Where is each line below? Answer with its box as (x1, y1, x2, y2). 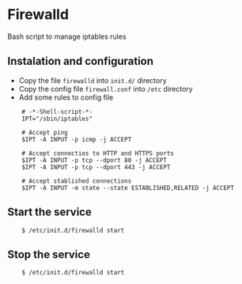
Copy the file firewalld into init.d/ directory (18, 75, 167, 85)
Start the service (7, 206, 92, 219)
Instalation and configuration (7, 55, 154, 68)
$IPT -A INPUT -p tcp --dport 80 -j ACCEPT (21, 156, 168, 164)
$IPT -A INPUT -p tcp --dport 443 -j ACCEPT (21, 163, 171, 171)
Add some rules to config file (18, 93, 114, 102)
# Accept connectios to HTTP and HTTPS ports (21, 149, 175, 157)
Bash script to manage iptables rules (7, 32, 127, 41)
